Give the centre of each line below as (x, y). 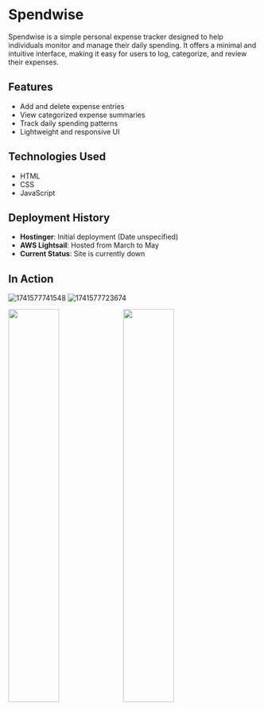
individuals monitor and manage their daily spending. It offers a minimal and (132, 45)
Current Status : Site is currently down (82, 254)
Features (31, 87)
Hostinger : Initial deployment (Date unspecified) (99, 237)
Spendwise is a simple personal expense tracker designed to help (116, 37)
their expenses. (34, 62)
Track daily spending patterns (68, 123)
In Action (31, 279)
